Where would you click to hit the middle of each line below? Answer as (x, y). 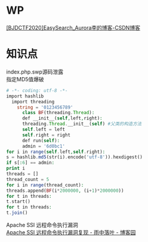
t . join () (17, 213)
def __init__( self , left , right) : (62, 118)
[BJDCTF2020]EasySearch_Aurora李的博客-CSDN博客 (73, 27)
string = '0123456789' (45, 107)
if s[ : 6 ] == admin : (30, 163)
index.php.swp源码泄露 (35, 72)
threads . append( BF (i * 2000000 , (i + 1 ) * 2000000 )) (65, 191)
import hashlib (25, 96)
